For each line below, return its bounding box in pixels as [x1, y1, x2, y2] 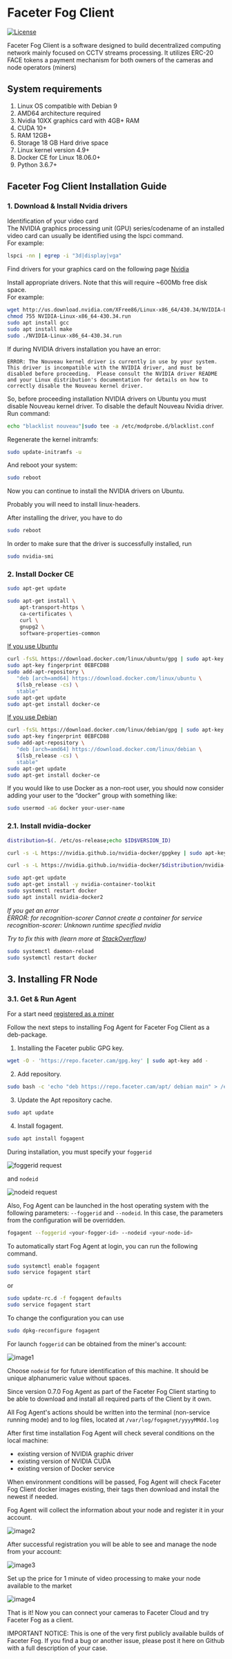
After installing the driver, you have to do [7, 514, 123, 522]
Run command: [7, 409, 50, 417]
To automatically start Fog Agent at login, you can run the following [7, 1242, 198, 1250]
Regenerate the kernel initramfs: [7, 435, 99, 444]
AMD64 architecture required [17, 109, 101, 117]
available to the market [7, 1581, 72, 1590]
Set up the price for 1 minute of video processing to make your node [7, 1574, 201, 1582]
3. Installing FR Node [7, 973, 98, 985]
